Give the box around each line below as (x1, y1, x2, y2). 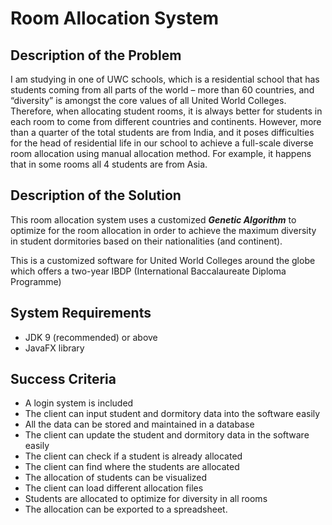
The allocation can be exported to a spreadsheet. (24, 503, 228, 516)
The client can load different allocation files (24, 482, 204, 494)
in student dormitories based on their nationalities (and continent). (10, 235, 283, 247)
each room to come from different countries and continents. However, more (10, 116, 322, 127)
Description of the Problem (10, 47, 182, 64)
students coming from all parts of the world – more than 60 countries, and (10, 84, 315, 96)
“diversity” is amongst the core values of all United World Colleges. (10, 95, 287, 106)
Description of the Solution (10, 187, 182, 204)
